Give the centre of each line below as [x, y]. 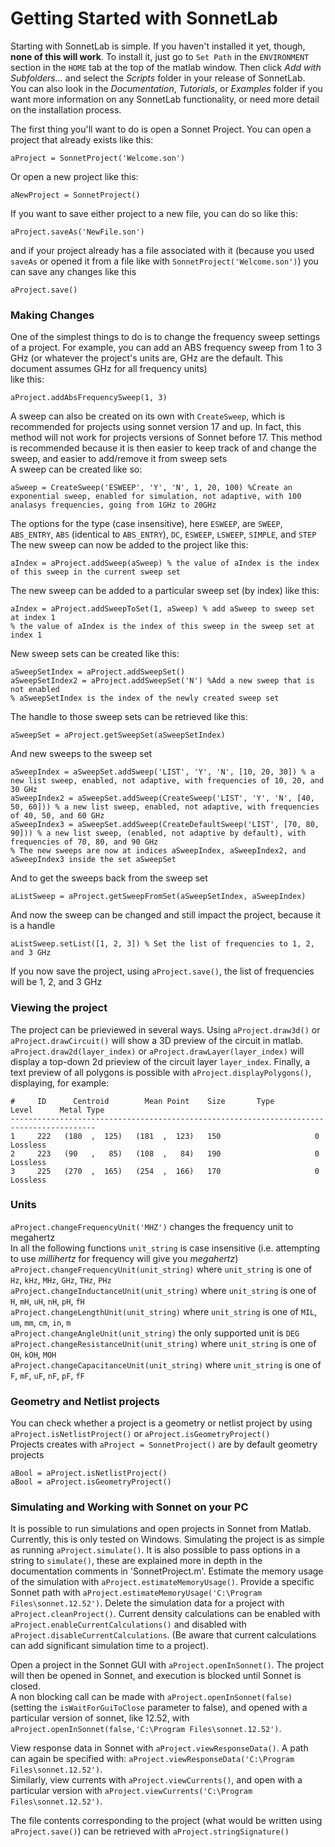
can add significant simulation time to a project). [109, 1646]
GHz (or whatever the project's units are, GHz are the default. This [146, 358]
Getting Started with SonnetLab [144, 18]
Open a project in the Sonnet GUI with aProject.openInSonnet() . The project [167, 1665]
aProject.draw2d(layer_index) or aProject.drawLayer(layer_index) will [157, 1051]
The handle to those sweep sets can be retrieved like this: [129, 717]
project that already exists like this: [82, 139]
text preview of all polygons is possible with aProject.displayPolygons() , [161, 1072]
